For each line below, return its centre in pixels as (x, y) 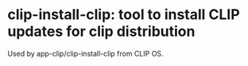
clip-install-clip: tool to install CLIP (124, 15)
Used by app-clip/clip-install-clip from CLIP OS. (85, 53)
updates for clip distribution (101, 31)
